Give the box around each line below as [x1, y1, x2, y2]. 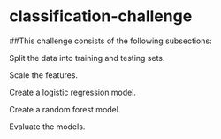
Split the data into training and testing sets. [9, 52, 165, 63]
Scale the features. [9, 69, 78, 81]
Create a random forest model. [9, 104, 121, 114]
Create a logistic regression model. [9, 87, 137, 97]
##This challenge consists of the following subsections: [9, 35, 212, 46]
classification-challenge [9, 6, 193, 27]
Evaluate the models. [9, 121, 86, 132]
